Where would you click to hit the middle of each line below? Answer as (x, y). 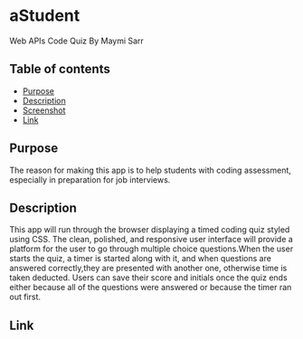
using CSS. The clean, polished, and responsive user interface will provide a (151, 240)
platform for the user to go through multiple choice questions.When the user (151, 249)
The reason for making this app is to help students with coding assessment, (151, 170)
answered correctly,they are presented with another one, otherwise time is (148, 268)
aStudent (45, 16)
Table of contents (60, 69)
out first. (25, 297)
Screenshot (44, 110)
